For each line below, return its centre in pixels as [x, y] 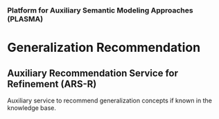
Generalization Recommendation [104, 48]
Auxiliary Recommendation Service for [93, 73]
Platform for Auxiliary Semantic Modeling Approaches [100, 10]
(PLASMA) [25, 19]
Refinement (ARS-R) [52, 84]
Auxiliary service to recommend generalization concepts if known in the [110, 100]
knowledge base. [32, 108]
